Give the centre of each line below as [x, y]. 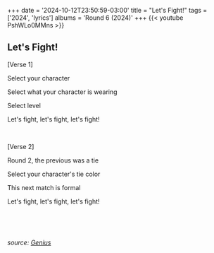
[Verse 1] [20, 64]
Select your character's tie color [54, 174]
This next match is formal [44, 187]
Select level [24, 105]
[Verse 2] [21, 146]
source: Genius [29, 242]
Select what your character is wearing [62, 92]
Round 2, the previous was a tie [53, 160]
